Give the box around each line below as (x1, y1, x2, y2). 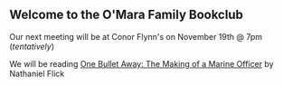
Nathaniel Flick (9, 68, 65, 79)
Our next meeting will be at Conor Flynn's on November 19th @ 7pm (9, 31, 262, 42)
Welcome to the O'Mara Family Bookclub (9, 7, 244, 23)
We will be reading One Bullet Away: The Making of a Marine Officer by (9, 58, 274, 69)
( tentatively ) (9, 41, 55, 52)
